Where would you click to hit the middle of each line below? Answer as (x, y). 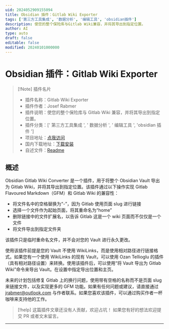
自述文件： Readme (45, 150)
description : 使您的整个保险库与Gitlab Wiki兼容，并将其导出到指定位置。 (75, 24)
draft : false (19, 38)
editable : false (22, 43)
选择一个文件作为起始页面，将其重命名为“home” (62, 210)
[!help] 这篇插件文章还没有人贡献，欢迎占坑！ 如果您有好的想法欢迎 (87, 310)
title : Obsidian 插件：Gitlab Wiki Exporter (52, 15)
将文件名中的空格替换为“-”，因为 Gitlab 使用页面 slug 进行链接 (77, 204)
